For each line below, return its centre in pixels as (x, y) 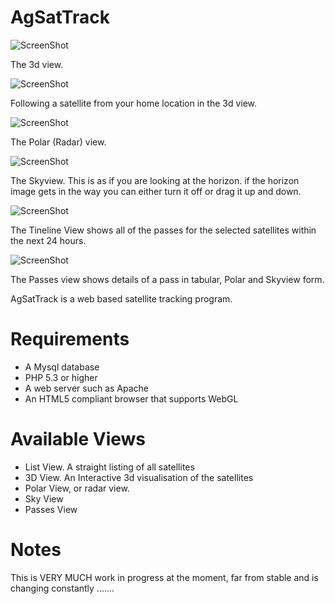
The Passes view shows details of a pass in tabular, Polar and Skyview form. (167, 279)
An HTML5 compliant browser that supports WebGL (131, 398)
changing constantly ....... (62, 588)
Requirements (70, 339)
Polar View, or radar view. (77, 488)
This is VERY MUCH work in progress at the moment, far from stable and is (164, 577)
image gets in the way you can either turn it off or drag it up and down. (156, 191)
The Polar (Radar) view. (58, 142)
